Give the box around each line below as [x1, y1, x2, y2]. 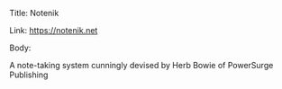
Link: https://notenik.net [9, 25, 98, 35]
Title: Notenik [9, 8, 59, 18]
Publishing [9, 69, 49, 80]
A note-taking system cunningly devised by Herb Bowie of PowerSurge [9, 60, 274, 70]
